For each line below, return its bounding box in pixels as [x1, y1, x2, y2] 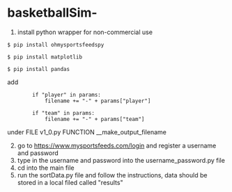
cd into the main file [17, 163, 75, 172]
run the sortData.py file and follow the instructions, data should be [17, 170, 208, 179]
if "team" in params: [32, 109, 95, 116]
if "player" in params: [32, 91, 101, 98]
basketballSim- [7, 5, 98, 21]
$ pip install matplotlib [7, 54, 82, 61]
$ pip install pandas [7, 65, 70, 72]
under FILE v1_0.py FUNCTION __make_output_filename [7, 127, 167, 136]
